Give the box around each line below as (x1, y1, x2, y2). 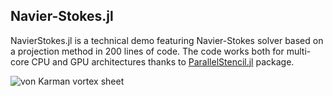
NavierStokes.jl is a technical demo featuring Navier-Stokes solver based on (10, 34, 324, 46)
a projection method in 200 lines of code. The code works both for (10, 45, 285, 57)
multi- (286, 45, 312, 57)
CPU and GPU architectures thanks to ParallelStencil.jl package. (31, 55, 295, 68)
